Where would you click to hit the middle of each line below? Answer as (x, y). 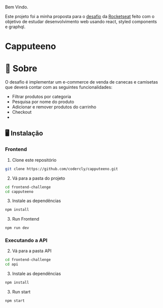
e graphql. (15, 27)
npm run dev (17, 228)
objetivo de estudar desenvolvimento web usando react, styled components (81, 22)
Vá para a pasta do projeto (39, 178)
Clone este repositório (34, 160)
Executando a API (26, 240)
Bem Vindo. (16, 7)
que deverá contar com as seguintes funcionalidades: (59, 87)
